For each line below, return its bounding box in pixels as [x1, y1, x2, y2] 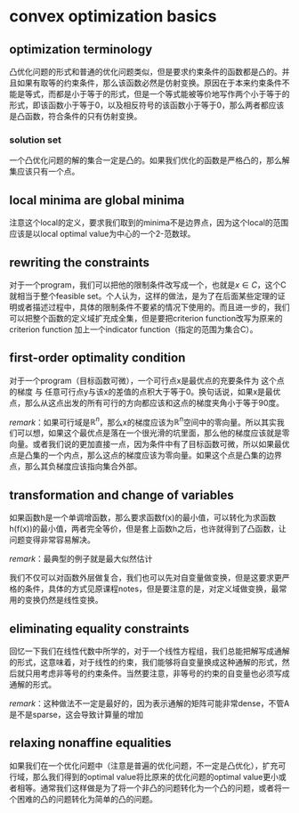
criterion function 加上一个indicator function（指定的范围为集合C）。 [9, 323, 258, 335]
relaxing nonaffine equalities [9, 736, 172, 751]
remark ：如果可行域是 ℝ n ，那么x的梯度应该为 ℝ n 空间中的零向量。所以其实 [9, 415, 278, 427]
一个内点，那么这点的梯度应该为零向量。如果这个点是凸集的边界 [47, 450, 282, 460]
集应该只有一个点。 [9, 167, 80, 177]
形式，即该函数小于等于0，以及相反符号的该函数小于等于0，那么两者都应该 [9, 100, 285, 110]
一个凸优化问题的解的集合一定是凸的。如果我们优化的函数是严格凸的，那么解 [9, 155, 290, 166]
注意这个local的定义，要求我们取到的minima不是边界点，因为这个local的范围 [9, 217, 289, 228]
